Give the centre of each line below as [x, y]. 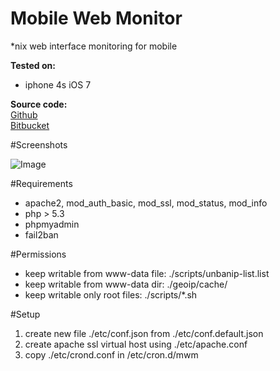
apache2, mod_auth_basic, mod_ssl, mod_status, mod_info [146, 203]
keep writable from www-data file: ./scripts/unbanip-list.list [147, 273]
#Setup [25, 314]
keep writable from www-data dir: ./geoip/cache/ [126, 284]
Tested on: [33, 65]
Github [24, 114]
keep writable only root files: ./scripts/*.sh [111, 294]
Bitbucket [30, 125]
